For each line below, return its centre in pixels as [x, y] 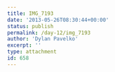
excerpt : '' [24, 45]
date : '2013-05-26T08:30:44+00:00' [58, 20]
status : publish [30, 26]
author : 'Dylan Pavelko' [43, 39]
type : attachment [32, 52]
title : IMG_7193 [30, 13]
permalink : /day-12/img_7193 [49, 33]
